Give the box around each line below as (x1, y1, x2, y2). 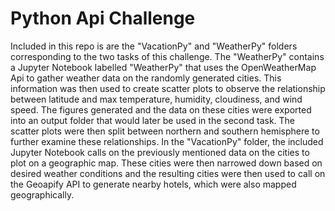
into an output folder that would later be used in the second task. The (10, 114, 296, 126)
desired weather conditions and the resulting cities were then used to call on (10, 167, 326, 179)
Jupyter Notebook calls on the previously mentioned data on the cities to (10, 146, 310, 158)
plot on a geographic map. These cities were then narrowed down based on (10, 157, 323, 169)
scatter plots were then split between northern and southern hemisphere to (10, 125, 320, 137)
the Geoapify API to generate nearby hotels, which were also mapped (10, 178, 297, 190)
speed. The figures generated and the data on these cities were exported (10, 103, 312, 116)
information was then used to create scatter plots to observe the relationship (10, 82, 326, 94)
